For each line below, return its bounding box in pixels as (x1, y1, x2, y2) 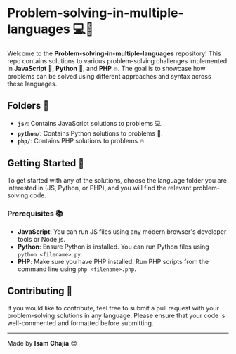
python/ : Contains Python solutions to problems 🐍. (17, 129, 163, 138)
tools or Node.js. (17, 235, 65, 243)
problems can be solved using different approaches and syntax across (7, 72, 212, 80)
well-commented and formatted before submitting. (7, 318, 154, 327)
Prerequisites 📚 (7, 209, 63, 218)
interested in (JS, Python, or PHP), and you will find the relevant (7, 183, 192, 192)
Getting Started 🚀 (7, 157, 85, 169)
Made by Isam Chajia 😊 (7, 339, 77, 347)
